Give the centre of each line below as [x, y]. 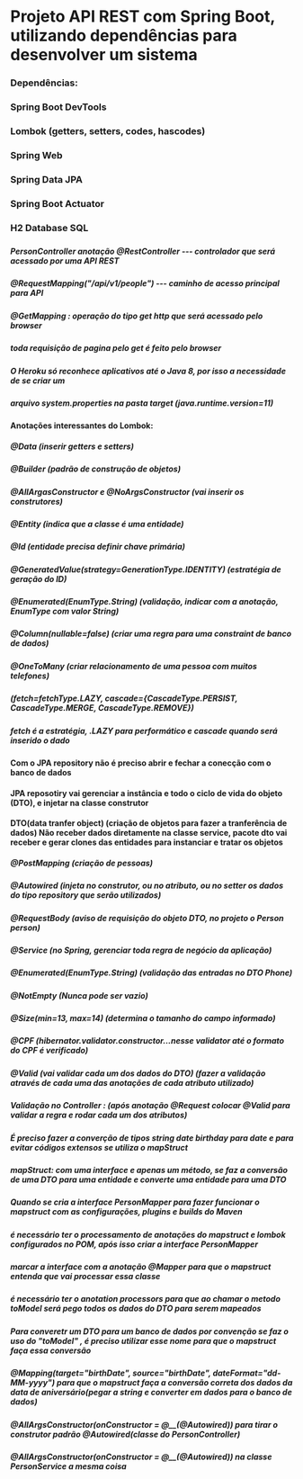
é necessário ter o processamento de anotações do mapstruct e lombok [148, 1234]
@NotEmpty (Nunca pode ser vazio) [80, 995]
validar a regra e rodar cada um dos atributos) [99, 1115]
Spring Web [36, 155]
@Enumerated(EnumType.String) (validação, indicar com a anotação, [144, 602]
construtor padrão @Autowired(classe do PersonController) [125, 1434]
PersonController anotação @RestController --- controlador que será [143, 251]
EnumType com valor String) [65, 611]
